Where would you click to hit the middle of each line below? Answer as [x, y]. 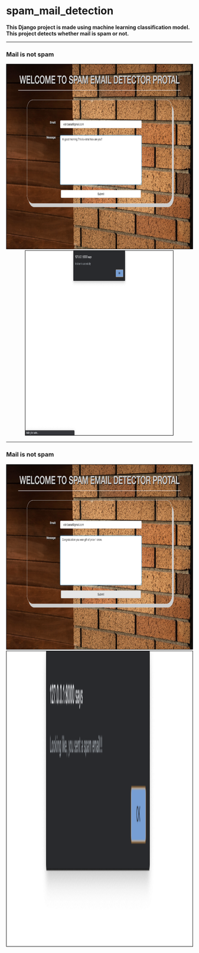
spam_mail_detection [60, 11]
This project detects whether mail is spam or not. [68, 33]
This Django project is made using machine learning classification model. [98, 27]
